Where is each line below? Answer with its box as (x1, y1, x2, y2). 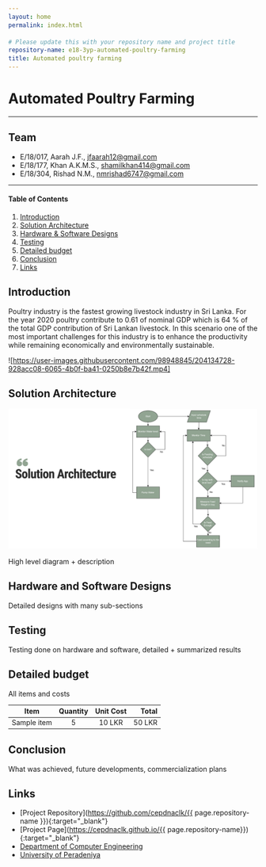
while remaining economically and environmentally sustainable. (8, 340, 215, 349)
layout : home (8, 13, 51, 21)
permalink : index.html (8, 21, 83, 29)
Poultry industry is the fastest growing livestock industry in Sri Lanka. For (8, 306, 247, 316)
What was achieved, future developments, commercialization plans (8, 764, 227, 773)
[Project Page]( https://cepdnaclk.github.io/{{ (19, 825, 166, 835)
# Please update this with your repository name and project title (8, 38, 236, 46)
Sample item (11, 718, 53, 728)
